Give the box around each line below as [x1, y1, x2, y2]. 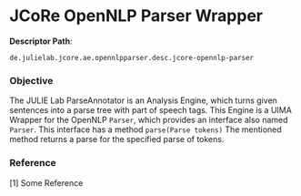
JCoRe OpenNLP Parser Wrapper [9, 5, 264, 26]
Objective [9, 74, 54, 87]
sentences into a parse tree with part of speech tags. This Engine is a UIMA [9, 105, 293, 116]
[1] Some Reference [9, 177, 84, 188]
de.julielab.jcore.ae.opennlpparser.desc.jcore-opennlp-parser [9, 53, 255, 62]
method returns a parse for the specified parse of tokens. [9, 134, 225, 145]
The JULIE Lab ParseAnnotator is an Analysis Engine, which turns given [9, 95, 277, 106]
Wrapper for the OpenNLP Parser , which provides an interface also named [9, 115, 288, 126]
